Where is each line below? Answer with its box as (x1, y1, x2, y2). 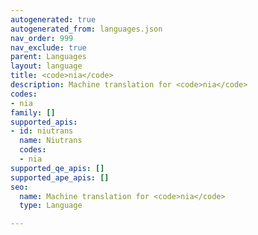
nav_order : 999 (10, 33, 74, 43)
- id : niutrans (10, 126, 74, 136)
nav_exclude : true (10, 42, 87, 53)
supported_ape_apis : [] (10, 172, 110, 183)
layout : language (10, 61, 83, 71)
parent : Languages (10, 52, 87, 62)
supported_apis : (10, 117, 78, 127)
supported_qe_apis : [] (10, 163, 105, 173)
